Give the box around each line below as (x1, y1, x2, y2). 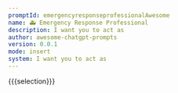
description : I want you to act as (8, 26, 125, 34)
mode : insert (8, 48, 51, 55)
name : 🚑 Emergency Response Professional (8, 19, 149, 27)
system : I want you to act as (8, 55, 107, 63)
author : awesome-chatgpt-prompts (8, 33, 118, 41)
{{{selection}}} (8, 76, 56, 86)
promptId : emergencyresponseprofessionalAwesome (8, 11, 170, 20)
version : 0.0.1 (8, 41, 58, 48)
